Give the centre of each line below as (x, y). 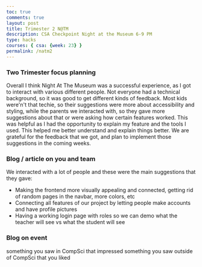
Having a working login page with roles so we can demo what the (96, 216)
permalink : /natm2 (29, 51)
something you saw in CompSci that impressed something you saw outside (99, 251)
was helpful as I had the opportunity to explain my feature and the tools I (96, 124)
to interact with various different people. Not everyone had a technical (93, 92)
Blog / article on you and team (51, 159)
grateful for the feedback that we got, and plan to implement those (89, 137)
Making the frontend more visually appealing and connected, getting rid (104, 190)
